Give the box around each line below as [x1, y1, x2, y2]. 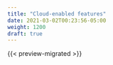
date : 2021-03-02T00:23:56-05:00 [7, 17, 107, 24]
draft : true [7, 30, 43, 37]
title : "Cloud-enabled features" [7, 10, 107, 18]
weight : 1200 [7, 23, 46, 30]
